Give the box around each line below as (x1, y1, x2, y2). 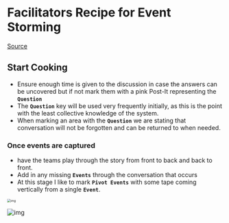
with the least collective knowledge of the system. (16, 109, 159, 117)
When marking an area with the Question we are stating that (16, 116, 186, 124)
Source (7, 42, 27, 50)
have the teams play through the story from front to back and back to (16, 156, 213, 165)
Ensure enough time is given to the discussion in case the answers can (16, 80, 218, 88)
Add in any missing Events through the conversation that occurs (16, 171, 197, 179)
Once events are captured (7, 140, 96, 150)
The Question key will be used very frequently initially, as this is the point (16, 101, 223, 110)
